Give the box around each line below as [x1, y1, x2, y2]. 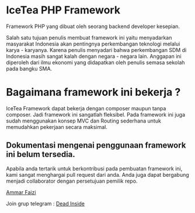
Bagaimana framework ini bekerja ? [6, 86, 181, 99]
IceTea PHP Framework [6, 4, 121, 17]
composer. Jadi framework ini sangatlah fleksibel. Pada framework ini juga [6, 111, 186, 118]
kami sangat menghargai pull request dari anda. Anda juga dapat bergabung [6, 171, 190, 178]
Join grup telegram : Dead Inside [6, 200, 85, 207]
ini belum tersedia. [6, 149, 76, 159]
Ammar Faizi [6, 188, 36, 195]
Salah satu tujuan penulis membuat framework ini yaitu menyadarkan [6, 34, 172, 41]
